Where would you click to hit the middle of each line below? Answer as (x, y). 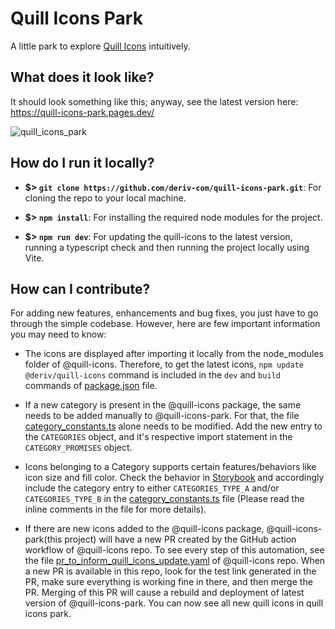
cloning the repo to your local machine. (105, 198)
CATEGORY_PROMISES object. (78, 448)
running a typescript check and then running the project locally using (167, 247)
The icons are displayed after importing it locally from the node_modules (174, 354)
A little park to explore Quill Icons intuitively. (100, 46)
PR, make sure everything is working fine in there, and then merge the (168, 582)
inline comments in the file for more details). (115, 509)
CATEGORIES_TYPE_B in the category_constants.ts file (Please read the (164, 499)
